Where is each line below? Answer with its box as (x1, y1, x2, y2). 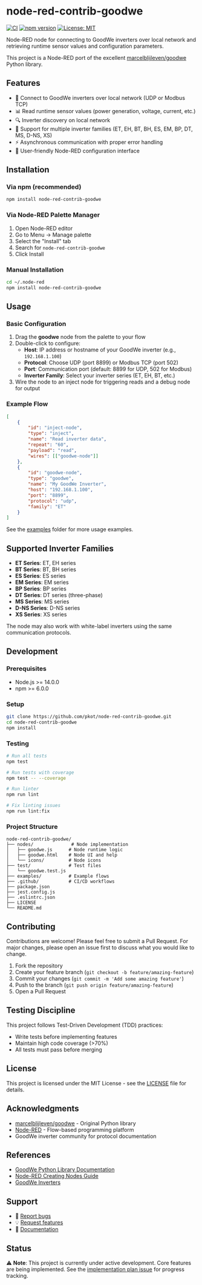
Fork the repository (15, 962, 64, 969)
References (6, 1149, 51, 1160)
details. (6, 1086, 25, 1093)
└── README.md (6, 905, 42, 911)
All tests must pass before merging (15, 1045, 103, 1053)
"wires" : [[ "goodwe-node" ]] (28, 453, 99, 459)
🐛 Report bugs (15, 1212, 51, 1220)
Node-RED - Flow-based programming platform (15, 1126, 134, 1133)
